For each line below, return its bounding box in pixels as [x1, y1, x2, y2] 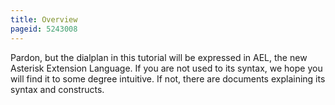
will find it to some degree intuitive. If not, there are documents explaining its [10, 72, 326, 85]
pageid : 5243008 [10, 24, 78, 34]
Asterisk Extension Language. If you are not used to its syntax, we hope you [10, 62, 323, 74]
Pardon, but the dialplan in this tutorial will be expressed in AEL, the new [10, 51, 308, 63]
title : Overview [10, 14, 78, 25]
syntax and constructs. [10, 83, 105, 95]
